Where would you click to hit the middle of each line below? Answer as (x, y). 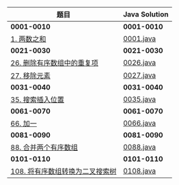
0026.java (139, 62)
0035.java (139, 99)
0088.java (139, 147)
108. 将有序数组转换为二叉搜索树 (64, 171)
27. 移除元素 (31, 76)
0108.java (139, 171)
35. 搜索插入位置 (38, 100)
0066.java (139, 123)
